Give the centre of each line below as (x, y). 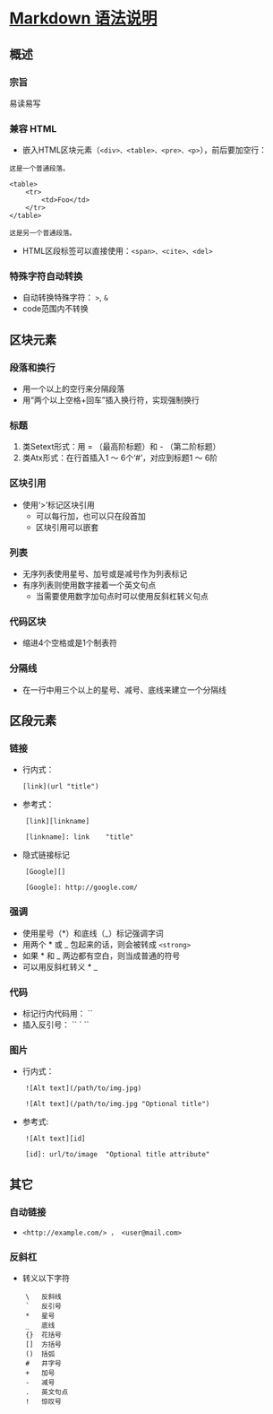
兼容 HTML (33, 128)
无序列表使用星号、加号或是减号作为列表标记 (105, 574)
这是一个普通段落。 (39, 169)
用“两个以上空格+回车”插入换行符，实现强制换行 (111, 400)
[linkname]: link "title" (80, 837)
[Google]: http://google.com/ (82, 888)
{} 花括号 (43, 1335)
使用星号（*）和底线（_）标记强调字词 (93, 933)
